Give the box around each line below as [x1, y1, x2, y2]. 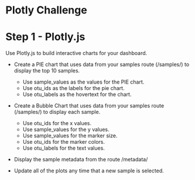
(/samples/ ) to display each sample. [13, 109, 101, 116]
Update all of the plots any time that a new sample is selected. [13, 167, 165, 174]
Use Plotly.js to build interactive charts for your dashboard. [5, 50, 148, 57]
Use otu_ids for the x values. [22, 120, 92, 127]
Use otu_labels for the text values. [22, 144, 105, 152]
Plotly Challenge [5, 4, 87, 17]
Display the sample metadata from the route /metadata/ [13, 156, 148, 163]
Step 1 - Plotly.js [5, 30, 85, 44]
